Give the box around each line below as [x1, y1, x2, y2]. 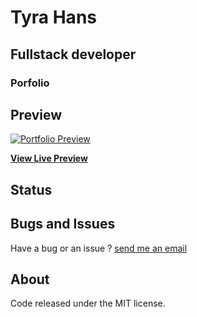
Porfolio [10, 76, 50, 90]
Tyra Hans [10, 6, 97, 29]
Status [10, 181, 53, 198]
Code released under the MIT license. [10, 297, 166, 310]
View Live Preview [10, 152, 88, 165]
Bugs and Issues [10, 216, 116, 233]
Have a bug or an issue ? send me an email [10, 242, 188, 254]
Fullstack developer [10, 46, 137, 63]
